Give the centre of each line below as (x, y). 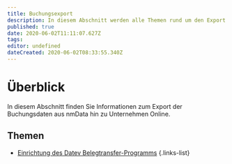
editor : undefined (34, 46)
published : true (31, 27)
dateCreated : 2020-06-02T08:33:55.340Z (65, 53)
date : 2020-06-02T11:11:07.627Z (54, 33)
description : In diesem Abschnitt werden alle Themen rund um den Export (117, 20)
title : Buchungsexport (40, 14)
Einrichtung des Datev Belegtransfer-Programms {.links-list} (103, 152)
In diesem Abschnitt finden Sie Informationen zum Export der (95, 106)
